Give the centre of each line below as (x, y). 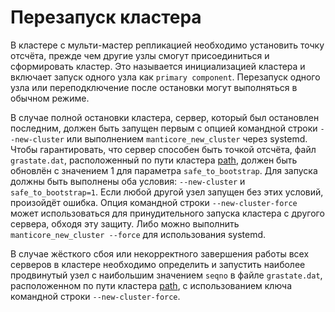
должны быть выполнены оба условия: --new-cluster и (128, 181)
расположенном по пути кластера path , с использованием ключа (151, 285)
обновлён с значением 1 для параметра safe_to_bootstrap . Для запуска (164, 170)
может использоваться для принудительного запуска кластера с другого (167, 213)
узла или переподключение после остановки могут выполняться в (154, 87)
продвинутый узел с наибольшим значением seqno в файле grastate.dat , (166, 275)
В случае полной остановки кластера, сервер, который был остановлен (165, 117)
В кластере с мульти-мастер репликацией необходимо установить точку (167, 45)
